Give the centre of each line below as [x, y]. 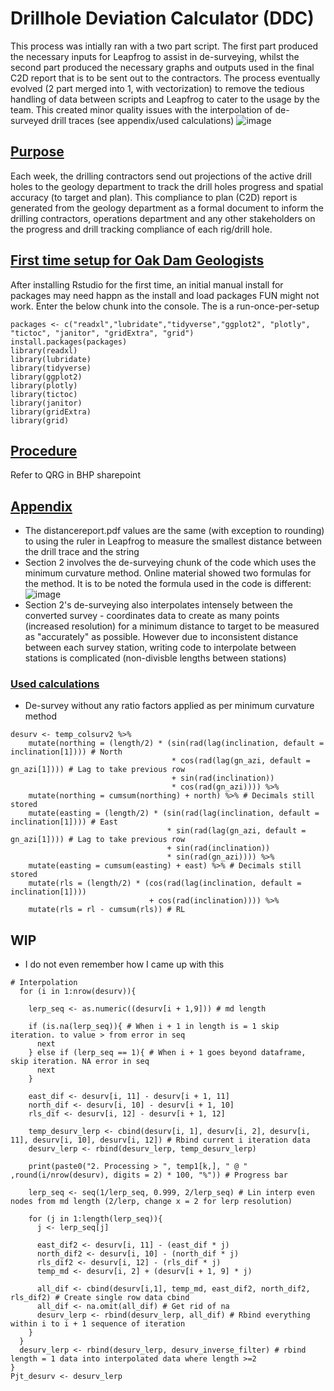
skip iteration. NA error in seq [80, 1062]
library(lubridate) [51, 359]
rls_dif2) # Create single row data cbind [100, 1298]
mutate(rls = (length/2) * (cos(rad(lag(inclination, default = [165, 883]
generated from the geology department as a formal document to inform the [167, 208]
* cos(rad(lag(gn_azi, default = [241, 761]
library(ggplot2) [46, 377]
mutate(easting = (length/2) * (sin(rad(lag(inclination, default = [174, 813]
